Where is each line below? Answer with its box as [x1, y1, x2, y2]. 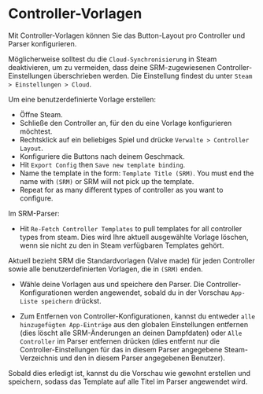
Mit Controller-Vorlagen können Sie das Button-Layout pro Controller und [8, 31, 246, 40]
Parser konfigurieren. [8, 39, 77, 48]
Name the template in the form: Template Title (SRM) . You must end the [19, 168, 254, 178]
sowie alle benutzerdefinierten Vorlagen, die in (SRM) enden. [8, 264, 203, 274]
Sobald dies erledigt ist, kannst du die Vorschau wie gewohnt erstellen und [8, 368, 250, 377]
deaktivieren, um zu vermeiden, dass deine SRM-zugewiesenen [8, 62, 216, 72]
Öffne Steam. [19, 109, 63, 119]
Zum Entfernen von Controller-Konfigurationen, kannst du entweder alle [19, 311, 256, 321]
